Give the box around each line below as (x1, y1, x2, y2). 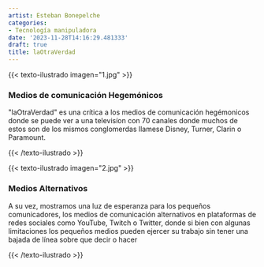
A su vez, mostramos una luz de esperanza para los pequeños (8, 201, 211, 210)
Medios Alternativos (8, 183, 88, 194)
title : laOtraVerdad (8, 48, 76, 56)
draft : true (8, 41, 47, 49)
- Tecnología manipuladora (8, 26, 97, 34)
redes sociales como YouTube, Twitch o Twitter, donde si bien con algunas (8, 218, 251, 228)
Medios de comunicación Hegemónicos (8, 89, 164, 100)
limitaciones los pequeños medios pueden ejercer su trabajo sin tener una (8, 226, 248, 235)
